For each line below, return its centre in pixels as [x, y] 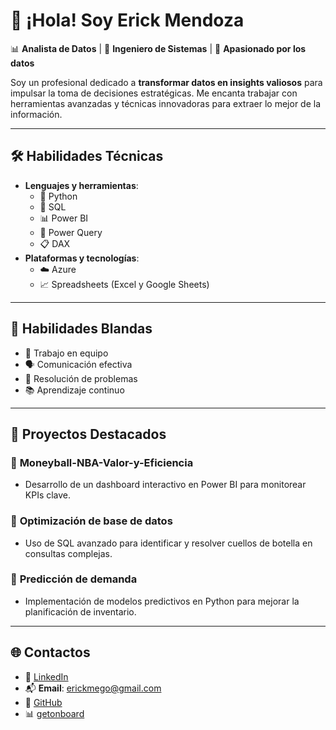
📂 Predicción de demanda [74, 579]
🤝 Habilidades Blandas [81, 329]
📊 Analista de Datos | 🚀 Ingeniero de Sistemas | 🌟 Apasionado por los [158, 48]
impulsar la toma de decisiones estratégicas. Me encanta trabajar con [154, 93]
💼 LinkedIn [46, 676]
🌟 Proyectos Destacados [88, 434]
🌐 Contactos [50, 652]
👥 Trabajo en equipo [66, 353]
